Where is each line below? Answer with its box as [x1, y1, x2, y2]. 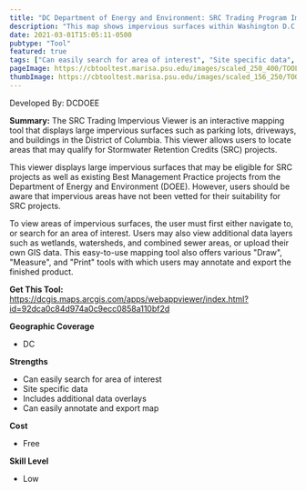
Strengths [9, 356, 48, 366]
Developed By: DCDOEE [9, 97, 100, 108]
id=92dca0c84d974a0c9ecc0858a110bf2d [9, 303, 170, 314]
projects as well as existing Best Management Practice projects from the [9, 171, 280, 182]
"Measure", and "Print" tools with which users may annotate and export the [9, 256, 291, 267]
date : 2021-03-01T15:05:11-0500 [9, 30, 132, 39]
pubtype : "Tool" [9, 38, 71, 48]
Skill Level [9, 456, 49, 466]
